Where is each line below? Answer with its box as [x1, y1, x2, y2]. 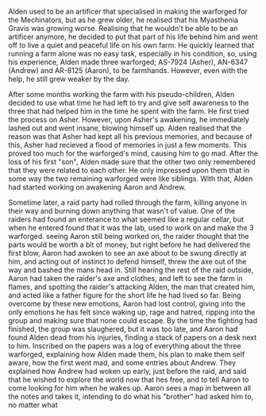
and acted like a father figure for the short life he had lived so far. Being [8, 291, 241, 300]
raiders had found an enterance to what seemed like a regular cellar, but [8, 214, 245, 224]
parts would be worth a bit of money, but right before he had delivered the [8, 240, 251, 249]
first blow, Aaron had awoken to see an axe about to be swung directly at [8, 248, 247, 257]
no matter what [8, 400, 58, 410]
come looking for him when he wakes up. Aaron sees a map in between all [8, 383, 252, 392]
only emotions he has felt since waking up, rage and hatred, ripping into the [8, 307, 256, 317]
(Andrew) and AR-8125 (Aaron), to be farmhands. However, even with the [8, 66, 249, 75]
